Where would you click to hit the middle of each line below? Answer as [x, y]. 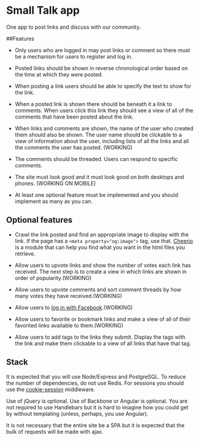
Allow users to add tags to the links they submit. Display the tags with [100, 337]
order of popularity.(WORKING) [53, 278]
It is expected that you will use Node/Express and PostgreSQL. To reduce [96, 376]
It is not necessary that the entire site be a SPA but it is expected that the [95, 425]
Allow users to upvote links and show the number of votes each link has [103, 265]
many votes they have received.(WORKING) [68, 296]
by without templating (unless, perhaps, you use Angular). [77, 413]
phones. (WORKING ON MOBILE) [55, 183]
